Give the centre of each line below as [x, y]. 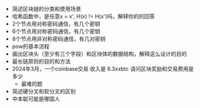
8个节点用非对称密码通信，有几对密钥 [59, 39]
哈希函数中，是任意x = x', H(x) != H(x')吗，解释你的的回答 [83, 16]
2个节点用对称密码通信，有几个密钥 [56, 24]
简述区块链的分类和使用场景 [47, 9]
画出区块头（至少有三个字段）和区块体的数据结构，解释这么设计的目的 [99, 54]
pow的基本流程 [31, 46]
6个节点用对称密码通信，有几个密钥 [56, 31]
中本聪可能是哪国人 [36, 99]
